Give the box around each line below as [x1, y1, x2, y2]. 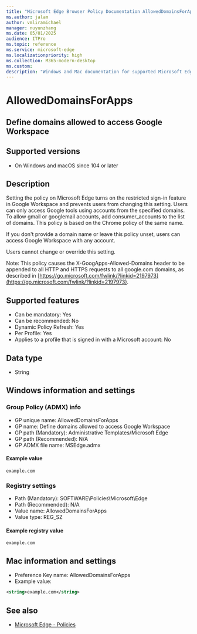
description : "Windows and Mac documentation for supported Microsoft [6, 69, 182, 75]
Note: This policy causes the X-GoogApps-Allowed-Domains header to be [6, 259, 185, 267]
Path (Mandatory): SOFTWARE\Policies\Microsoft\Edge [14, 495, 148, 502]
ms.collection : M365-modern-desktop [6, 58, 96, 63]
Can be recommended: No [14, 318, 79, 325]
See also [6, 605, 38, 615]
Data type [6, 353, 43, 363]
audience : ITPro [6, 36, 46, 42]
